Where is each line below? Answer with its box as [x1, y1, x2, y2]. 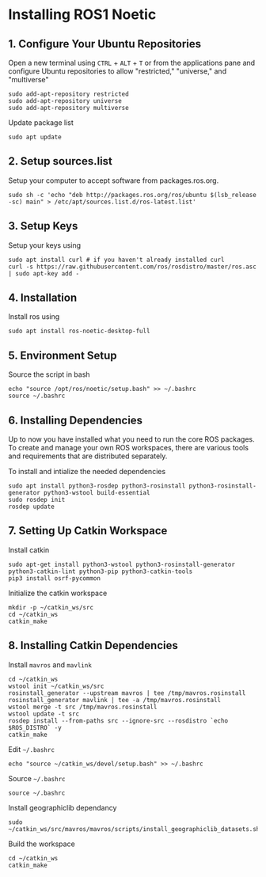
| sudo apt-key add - [8, 269, 80, 278]
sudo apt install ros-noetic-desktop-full [8, 327, 150, 336]
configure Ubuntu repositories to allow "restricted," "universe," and [8, 66, 227, 76]
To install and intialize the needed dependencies [8, 467, 166, 476]
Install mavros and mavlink [8, 659, 93, 670]
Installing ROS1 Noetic [8, 6, 157, 24]
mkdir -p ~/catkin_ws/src [8, 603, 93, 611]
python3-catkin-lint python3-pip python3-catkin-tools [8, 568, 193, 575]
